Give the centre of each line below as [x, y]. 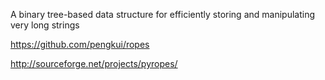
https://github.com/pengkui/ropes [80, 44]
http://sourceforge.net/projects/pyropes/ [94, 63]
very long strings [45, 25]
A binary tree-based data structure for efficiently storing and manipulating [162, 14]
